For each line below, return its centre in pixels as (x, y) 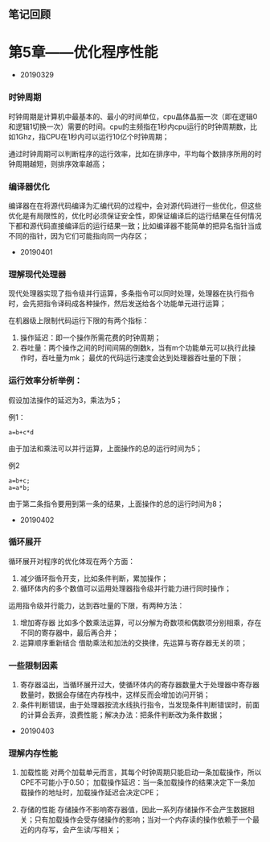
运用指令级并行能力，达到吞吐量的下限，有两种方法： (96, 605)
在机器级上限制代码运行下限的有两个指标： (79, 321)
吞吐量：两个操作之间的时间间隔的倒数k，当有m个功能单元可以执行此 (134, 348)
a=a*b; (19, 487)
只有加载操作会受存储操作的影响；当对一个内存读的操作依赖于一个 (143, 819)
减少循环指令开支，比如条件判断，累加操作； (94, 578)
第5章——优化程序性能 (83, 52)
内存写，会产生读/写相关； (78, 830)
